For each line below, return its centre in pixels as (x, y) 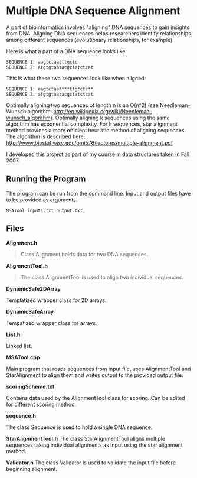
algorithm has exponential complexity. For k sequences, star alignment (92, 124)
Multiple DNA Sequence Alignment (93, 11)
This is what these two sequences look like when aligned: (76, 78)
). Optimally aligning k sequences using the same (110, 118)
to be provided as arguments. (42, 200)
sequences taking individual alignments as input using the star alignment (94, 445)
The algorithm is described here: (46, 136)
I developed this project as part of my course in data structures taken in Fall (98, 154)
